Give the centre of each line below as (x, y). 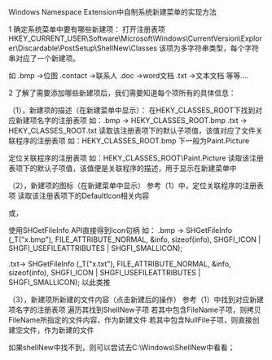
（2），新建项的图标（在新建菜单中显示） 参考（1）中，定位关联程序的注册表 (136, 185)
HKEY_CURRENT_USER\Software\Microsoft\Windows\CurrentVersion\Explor (135, 38)
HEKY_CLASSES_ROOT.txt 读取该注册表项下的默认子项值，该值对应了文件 (132, 130)
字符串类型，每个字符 (223, 48)
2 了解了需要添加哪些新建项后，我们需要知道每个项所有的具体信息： (122, 93)
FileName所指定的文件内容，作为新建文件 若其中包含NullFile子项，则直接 (130, 320)
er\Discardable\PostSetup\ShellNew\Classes (83, 48)
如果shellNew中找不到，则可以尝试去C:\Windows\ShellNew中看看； (122, 347)
